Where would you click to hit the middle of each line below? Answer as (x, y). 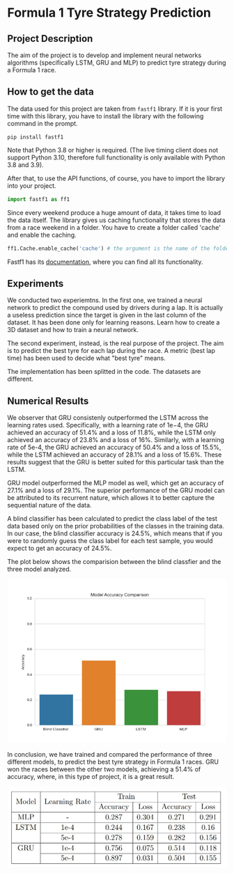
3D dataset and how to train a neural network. (73, 330)
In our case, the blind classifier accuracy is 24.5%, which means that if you (115, 533)
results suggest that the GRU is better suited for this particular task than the (116, 462)
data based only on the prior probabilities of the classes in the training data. (116, 526)
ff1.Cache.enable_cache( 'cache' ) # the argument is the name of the (109, 249)
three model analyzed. (39, 569)
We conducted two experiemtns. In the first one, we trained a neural (105, 300)
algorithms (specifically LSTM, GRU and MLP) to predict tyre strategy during (117, 63)
